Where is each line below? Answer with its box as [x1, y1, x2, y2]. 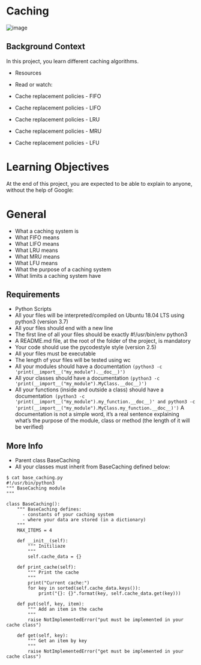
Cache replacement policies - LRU [14, 115, 100, 123]
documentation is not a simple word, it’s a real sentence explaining [14, 411, 180, 418]
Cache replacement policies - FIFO [14, 92, 101, 100]
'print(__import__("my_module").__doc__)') [14, 369, 126, 375]
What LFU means [14, 259, 58, 266]
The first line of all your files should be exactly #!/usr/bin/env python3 [14, 331, 188, 338]
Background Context [6, 41, 85, 52]
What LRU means [14, 247, 58, 254]
